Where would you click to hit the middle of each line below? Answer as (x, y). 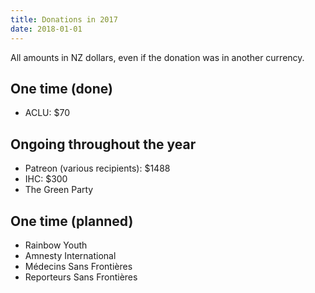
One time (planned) (72, 221)
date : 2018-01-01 (46, 29)
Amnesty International (70, 255)
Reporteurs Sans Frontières (81, 277)
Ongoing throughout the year (103, 144)
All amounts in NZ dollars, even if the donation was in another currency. (157, 57)
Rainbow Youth (56, 245)
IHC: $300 (46, 179)
